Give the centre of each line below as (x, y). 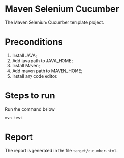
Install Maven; (26, 65)
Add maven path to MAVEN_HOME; (47, 71)
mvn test (14, 118)
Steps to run (30, 96)
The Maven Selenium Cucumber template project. (54, 22)
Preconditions (34, 42)
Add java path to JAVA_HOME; (42, 60)
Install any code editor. (35, 76)
